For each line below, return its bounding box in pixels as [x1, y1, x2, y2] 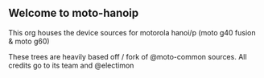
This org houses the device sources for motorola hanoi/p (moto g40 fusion [8, 27, 256, 37]
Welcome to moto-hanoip [8, 6, 139, 20]
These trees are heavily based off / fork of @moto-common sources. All [8, 51, 247, 61]
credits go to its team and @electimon [8, 60, 134, 70]
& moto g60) [8, 36, 50, 46]
